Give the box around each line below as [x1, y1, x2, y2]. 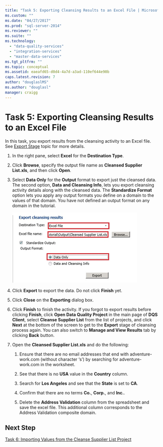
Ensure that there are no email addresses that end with [19, 351, 129, 357]
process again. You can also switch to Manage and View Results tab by [12, 327, 156, 333]
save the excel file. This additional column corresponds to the [19, 404, 143, 410]
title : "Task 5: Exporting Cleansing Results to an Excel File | [5, 8, 140, 13]
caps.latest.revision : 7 [5, 74, 55, 80]
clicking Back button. [12, 332, 55, 338]
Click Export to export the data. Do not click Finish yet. [12, 287, 123, 293]
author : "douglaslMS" [5, 80, 49, 85]
